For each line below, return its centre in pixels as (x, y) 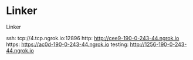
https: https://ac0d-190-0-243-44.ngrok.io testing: (67, 44)
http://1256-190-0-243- (158, 44)
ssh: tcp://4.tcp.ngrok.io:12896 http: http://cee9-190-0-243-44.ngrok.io (93, 38)
